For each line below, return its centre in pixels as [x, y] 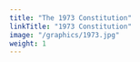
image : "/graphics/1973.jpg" [65, 35]
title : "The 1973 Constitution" [70, 18]
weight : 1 [28, 43]
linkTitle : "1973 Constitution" [70, 26]
